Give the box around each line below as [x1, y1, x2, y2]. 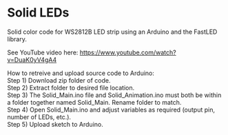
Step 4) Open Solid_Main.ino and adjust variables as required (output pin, [7, 105, 216, 114]
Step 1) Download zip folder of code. [7, 76, 111, 84]
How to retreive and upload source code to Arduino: [7, 69, 155, 77]
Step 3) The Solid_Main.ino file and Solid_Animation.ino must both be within [7, 91, 222, 99]
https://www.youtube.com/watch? [79, 48, 177, 56]
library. [7, 34, 28, 43]
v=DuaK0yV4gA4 [7, 55, 57, 63]
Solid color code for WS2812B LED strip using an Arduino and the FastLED [7, 28, 218, 36]
